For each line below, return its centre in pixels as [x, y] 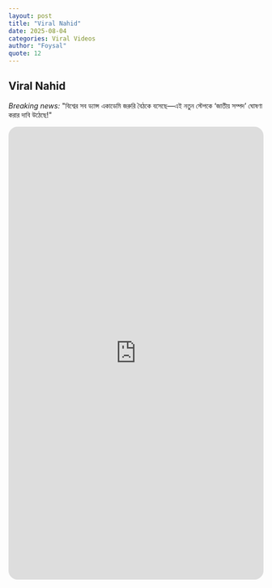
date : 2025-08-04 [38, 31]
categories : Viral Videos [52, 38]
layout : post [30, 16]
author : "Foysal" [38, 46]
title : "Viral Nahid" [45, 23]
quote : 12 [25, 53]
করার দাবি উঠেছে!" [30, 115]
